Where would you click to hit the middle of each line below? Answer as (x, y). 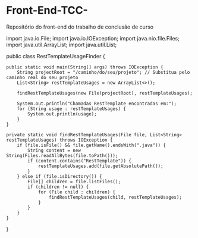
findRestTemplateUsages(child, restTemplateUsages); (115, 197)
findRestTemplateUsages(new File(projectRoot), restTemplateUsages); (105, 93)
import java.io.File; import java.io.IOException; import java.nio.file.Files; (93, 38)
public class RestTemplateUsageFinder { (56, 56)
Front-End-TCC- (47, 10)
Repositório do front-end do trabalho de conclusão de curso (80, 27)
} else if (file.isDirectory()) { (59, 176)
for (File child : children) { (77, 192)
